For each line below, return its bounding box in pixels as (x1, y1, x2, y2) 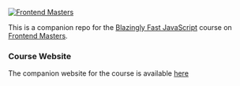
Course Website (8, 50, 72, 62)
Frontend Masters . (8, 32, 69, 40)
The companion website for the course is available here (8, 69, 189, 78)
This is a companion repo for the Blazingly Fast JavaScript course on (8, 23, 233, 32)
